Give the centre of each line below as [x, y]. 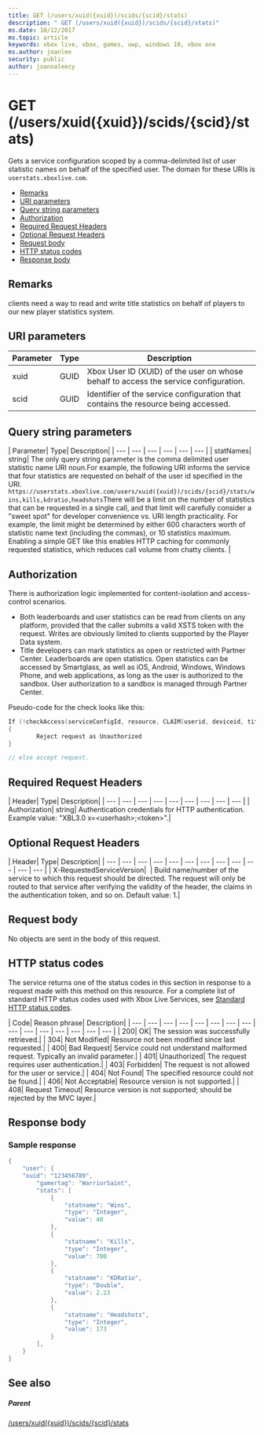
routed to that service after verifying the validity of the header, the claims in [130, 886]
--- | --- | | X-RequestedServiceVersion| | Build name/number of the [128, 870]
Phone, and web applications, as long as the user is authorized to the [131, 675]
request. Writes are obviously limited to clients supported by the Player [134, 633]
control [20, 602]
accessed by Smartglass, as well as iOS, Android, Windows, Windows [132, 667]
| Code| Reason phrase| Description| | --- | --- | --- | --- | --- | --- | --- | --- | [132, 1022]
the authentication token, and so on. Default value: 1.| [94, 895]
